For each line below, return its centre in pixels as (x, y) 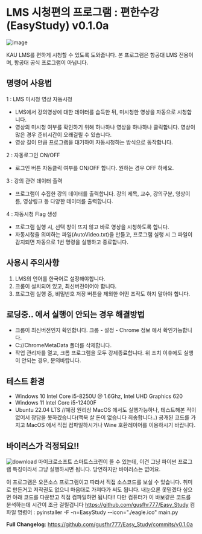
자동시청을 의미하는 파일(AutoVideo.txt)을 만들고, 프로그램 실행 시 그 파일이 (104, 234)
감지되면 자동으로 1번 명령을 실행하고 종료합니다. (71, 242)
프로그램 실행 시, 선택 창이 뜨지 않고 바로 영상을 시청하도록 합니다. (92, 227)
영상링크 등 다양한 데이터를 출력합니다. (68, 201)
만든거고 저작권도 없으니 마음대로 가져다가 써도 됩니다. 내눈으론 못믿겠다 (97, 490)
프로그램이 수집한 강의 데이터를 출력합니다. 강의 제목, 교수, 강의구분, (94, 194)
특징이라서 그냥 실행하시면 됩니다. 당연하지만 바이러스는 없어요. (87, 469)
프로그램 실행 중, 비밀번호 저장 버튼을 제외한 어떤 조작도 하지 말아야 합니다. (103, 293)
